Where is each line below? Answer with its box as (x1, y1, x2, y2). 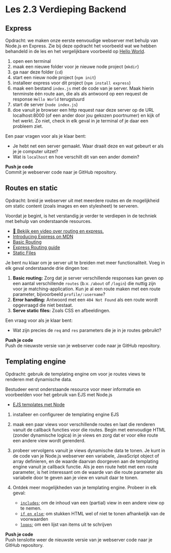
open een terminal (12, 58, 51, 64)
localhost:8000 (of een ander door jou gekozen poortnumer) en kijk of (12, 112, 160, 118)
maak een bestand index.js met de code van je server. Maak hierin (12, 85, 154, 91)
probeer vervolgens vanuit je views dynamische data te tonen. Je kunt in (12, 447, 165, 454)
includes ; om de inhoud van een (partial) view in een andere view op (20, 499, 164, 506)
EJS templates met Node (12, 401, 65, 408)
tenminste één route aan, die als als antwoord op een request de (12, 91, 148, 96)
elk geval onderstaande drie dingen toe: (5, 265, 89, 271)
